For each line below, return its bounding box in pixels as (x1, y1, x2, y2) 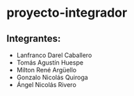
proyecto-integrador (6, 5, 128, 21)
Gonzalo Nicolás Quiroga (16, 73, 88, 81)
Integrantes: (6, 33, 61, 45)
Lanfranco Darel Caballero (16, 51, 92, 59)
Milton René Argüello (16, 66, 77, 74)
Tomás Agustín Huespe (16, 58, 84, 67)
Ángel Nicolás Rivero (16, 81, 77, 88)
